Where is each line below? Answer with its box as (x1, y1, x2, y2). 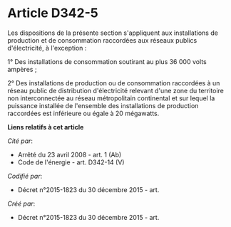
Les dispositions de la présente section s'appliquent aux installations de (7, 28, 219, 37)
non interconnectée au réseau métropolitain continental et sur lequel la (7, 94, 215, 102)
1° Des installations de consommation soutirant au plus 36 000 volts (7, 57, 207, 65)
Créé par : (7, 199, 36, 208)
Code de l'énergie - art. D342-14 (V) (17, 158, 125, 167)
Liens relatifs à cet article (7, 122, 84, 131)
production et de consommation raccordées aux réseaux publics (7, 36, 197, 44)
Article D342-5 (7, 5, 98, 21)
